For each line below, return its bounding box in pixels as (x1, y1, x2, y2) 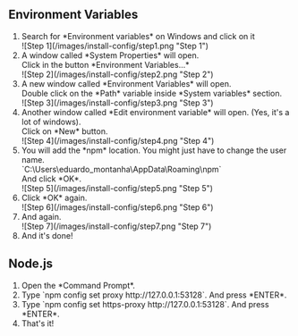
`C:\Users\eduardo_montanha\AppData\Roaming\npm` (21, 164, 222, 174)
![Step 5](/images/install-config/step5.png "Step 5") (21, 182, 214, 193)
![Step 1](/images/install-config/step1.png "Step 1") (21, 40, 209, 51)
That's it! (21, 317, 55, 329)
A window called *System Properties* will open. (21, 49, 200, 61)
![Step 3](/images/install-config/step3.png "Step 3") (21, 97, 214, 108)
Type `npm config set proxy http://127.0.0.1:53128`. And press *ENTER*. (21, 290, 287, 300)
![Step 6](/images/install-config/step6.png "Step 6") (21, 201, 214, 213)
